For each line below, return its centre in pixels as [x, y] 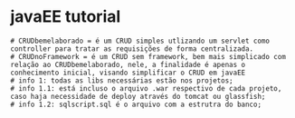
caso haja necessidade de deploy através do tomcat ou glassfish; [138, 96]
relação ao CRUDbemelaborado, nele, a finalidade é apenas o [128, 64]
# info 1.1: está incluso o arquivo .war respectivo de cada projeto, [146, 88]
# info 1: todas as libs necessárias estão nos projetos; [122, 80]
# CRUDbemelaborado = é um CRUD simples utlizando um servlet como [140, 41]
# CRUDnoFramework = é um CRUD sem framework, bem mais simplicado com [148, 56]
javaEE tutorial [66, 17]
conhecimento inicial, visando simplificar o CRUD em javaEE [128, 73]
